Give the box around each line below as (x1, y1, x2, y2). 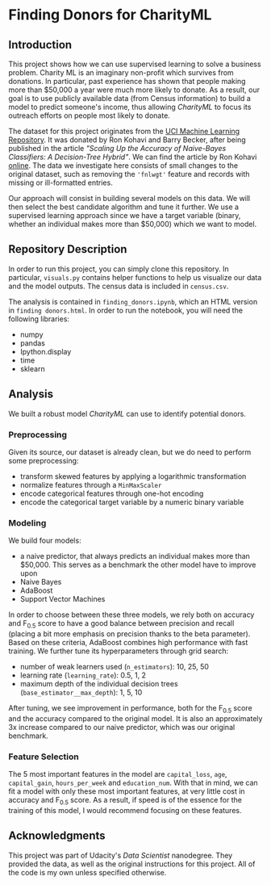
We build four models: (8, 535, 82, 546)
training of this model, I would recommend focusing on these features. (8, 805, 242, 815)
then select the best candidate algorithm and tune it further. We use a (8, 202, 240, 212)
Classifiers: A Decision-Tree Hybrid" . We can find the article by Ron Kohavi (8, 152, 257, 161)
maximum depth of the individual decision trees (19, 679, 179, 689)
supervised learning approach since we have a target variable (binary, (8, 211, 241, 220)
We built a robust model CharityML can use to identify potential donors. (8, 409, 246, 418)
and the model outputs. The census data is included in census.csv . (8, 281, 229, 291)
